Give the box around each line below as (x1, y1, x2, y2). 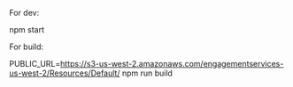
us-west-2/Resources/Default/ (9, 68, 120, 78)
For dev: (9, 8, 40, 18)
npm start (9, 25, 45, 34)
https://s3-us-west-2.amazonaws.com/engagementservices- (60, 59, 284, 69)
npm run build (121, 68, 173, 78)
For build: (9, 41, 44, 52)
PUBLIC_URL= (9, 59, 61, 69)
